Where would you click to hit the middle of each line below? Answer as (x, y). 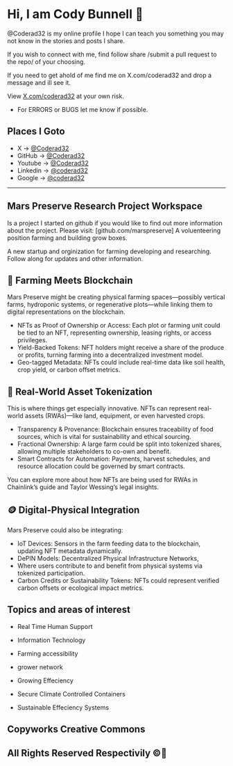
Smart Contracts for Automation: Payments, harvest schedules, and (113, 459)
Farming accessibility (48, 653)
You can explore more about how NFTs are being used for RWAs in (102, 480)
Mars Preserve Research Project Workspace (105, 206)
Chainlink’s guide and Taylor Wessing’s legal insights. (83, 487)
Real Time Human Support (55, 626)
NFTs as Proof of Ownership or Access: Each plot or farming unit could (119, 326)
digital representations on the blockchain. (67, 312)
